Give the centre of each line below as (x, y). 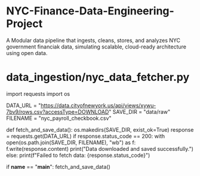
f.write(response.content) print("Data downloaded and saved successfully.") (100, 148)
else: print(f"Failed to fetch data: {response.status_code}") (78, 155)
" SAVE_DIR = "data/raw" (139, 111)
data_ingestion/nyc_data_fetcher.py (98, 78)
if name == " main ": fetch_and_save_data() (58, 166)
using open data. (27, 53)
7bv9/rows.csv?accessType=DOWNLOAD (58, 111)
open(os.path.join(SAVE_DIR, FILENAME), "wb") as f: (71, 142)
